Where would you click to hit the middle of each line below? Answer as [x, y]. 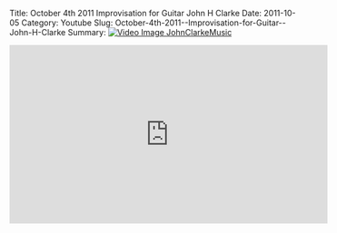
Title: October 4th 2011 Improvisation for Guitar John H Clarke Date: [135, 13]
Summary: [87, 32]
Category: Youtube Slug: [67, 23]
